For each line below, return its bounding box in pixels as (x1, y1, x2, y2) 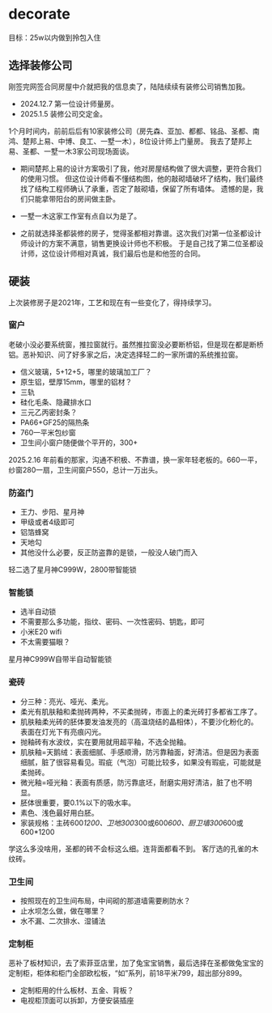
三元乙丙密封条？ (19, 407, 78, 417)
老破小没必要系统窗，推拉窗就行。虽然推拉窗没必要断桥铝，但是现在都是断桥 (8, 339, 264, 349)
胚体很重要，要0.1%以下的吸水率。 (19, 798, 136, 807)
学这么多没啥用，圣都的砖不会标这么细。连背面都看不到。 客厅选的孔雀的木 (8, 843, 259, 854)
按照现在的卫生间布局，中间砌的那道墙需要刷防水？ (19, 896, 191, 906)
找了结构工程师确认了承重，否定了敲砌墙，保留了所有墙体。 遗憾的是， (19, 184, 257, 193)
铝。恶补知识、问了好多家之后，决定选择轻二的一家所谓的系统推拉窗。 (8, 350, 243, 359)
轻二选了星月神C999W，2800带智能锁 (8, 565, 137, 574)
